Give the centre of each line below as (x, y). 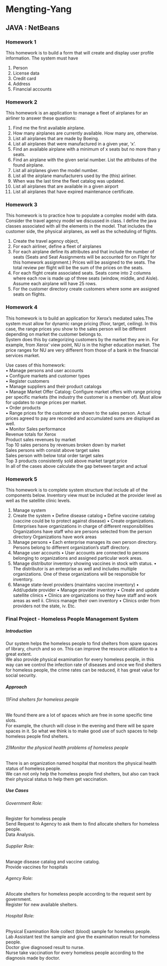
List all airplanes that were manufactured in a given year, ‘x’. (74, 144)
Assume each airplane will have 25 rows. (55, 284)
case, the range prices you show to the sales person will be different (76, 329)
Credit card (24, 78)
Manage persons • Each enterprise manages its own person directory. (85, 542)
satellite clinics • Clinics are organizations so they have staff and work (85, 595)
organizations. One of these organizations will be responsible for (79, 574)
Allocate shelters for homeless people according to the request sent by (79, 893)
